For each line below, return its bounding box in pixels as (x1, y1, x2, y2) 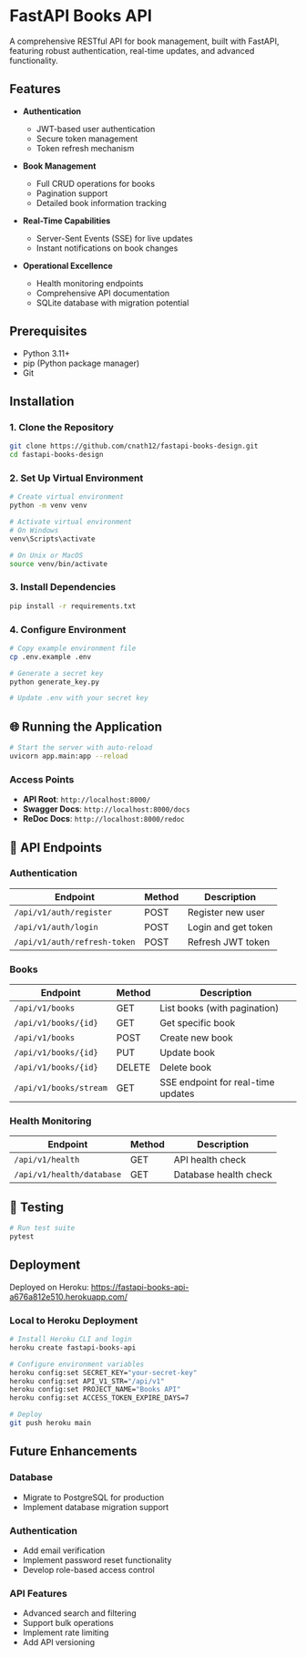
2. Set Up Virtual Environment (9, 471, 144, 484)
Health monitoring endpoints (36, 277, 144, 288)
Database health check (173, 1168, 273, 1181)
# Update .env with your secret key (9, 694, 148, 703)
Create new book (158, 1031, 234, 1044)
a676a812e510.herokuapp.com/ (9, 1291, 127, 1302)
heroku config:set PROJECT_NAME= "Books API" (9, 1385, 181, 1394)
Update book (158, 1046, 216, 1059)
